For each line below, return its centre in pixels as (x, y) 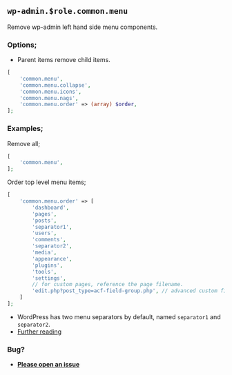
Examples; (25, 129)
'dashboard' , (51, 207)
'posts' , (45, 221)
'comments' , (49, 240)
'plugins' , (48, 265)
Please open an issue (48, 365)
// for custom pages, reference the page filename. (108, 285)
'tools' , (45, 272)
